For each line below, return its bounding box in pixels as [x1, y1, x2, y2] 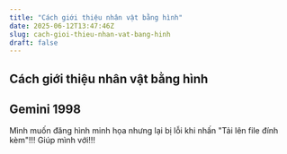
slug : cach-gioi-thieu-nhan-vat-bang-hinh [9, 30, 171, 38]
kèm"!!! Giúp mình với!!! [9, 135, 96, 146]
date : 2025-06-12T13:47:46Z [9, 21, 115, 30]
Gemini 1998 [9, 102, 81, 117]
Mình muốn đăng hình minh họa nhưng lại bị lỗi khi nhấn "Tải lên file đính [9, 125, 279, 136]
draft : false [9, 38, 58, 47]
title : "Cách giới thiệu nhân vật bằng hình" [9, 13, 183, 22]
